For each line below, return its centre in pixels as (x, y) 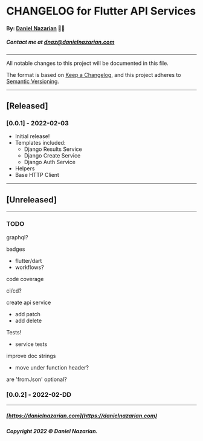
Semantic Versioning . (33, 81)
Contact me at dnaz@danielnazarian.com (60, 42)
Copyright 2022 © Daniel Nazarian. (52, 431)
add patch (28, 314)
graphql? (17, 237)
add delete (28, 320)
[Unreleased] (32, 200)
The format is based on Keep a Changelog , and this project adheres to (94, 75)
